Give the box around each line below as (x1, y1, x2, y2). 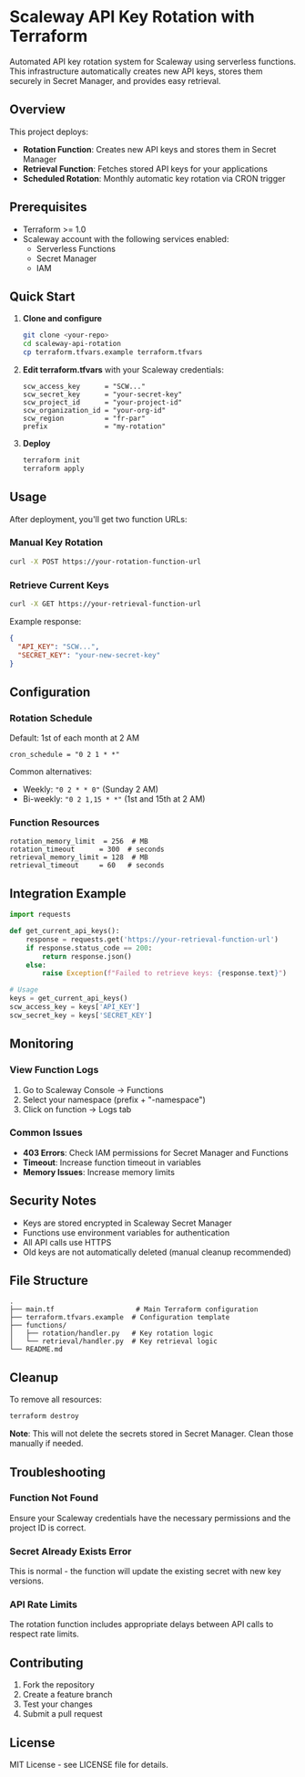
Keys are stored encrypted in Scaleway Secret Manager (22, 1217, 232, 1228)
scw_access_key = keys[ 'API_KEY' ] (9, 1003, 141, 1012)
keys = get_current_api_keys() (9, 994, 128, 1004)
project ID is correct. (9, 1522, 86, 1533)
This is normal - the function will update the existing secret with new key (9, 1566, 281, 1577)
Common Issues (9, 1126, 84, 1139)
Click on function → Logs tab (22, 1103, 132, 1115)
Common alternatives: (9, 766, 93, 777)
